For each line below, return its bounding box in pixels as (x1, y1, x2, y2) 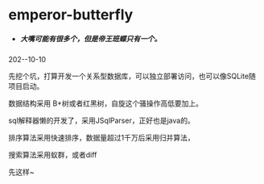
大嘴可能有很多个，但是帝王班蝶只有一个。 (19, 34, 162, 44)
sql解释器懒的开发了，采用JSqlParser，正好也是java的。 (8, 115, 195, 126)
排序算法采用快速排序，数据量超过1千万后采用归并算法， (8, 133, 195, 143)
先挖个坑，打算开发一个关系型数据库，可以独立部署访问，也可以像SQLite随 (8, 71, 256, 82)
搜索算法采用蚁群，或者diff (8, 150, 97, 160)
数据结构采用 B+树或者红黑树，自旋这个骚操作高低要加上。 (8, 98, 204, 108)
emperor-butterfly (8, 6, 134, 24)
